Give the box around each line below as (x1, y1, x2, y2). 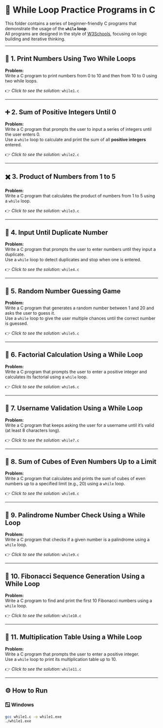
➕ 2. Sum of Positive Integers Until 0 (5, 108, 116, 116)
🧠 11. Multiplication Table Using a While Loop (5, 633, 142, 641)
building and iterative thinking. (5, 36, 65, 42)
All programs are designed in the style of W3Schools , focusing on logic (5, 31, 147, 36)
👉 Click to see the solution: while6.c (5, 384, 80, 390)
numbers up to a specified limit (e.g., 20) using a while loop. (5, 481, 125, 487)
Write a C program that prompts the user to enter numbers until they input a (5, 247, 156, 252)
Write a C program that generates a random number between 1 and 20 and (5, 305, 154, 311)
